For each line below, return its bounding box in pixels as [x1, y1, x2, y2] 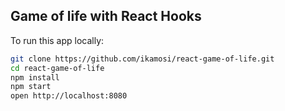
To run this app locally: [10, 34, 105, 46]
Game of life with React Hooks [10, 8, 202, 25]
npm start [10, 82, 52, 92]
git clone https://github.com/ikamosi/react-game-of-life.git [10, 54, 275, 64]
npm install [10, 72, 60, 83]
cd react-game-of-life [10, 63, 105, 73]
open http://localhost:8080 [10, 91, 128, 101]
